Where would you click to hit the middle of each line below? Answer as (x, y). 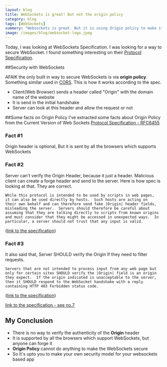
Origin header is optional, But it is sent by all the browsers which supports (81, 146)
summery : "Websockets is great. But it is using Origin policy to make (81, 28)
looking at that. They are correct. (39, 186)
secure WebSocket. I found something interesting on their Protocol (73, 52)
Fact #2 (14, 165)
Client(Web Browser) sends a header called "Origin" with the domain (83, 92)
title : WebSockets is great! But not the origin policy (64, 14)
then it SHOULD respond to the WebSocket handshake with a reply (74, 282)
